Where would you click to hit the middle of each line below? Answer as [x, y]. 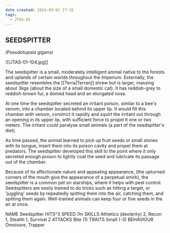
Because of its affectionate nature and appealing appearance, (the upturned [85, 172]
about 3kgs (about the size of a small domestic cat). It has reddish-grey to [83, 88]
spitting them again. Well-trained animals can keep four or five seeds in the [84, 199]
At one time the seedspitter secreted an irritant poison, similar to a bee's [81, 104]
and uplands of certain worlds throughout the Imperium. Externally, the [79, 77]
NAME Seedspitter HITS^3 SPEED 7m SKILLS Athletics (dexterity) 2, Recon [83, 214]
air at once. [17, 205]
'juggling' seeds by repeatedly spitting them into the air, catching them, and [84, 193]
